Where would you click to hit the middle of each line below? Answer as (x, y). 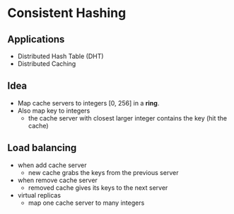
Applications (36, 39)
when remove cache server (57, 180)
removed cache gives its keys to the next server (98, 187)
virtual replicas (39, 195)
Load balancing (42, 148)
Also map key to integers (54, 111)
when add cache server (52, 165)
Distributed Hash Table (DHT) (60, 56)
